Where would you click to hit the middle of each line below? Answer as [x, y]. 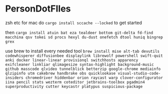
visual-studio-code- [139, 73]
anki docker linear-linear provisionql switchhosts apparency [72, 60]
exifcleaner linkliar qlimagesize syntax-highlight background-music [80, 64]
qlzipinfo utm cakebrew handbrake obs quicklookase [60, 73]
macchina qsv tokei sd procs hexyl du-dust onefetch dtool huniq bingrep [84, 37]
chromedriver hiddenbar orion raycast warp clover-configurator [94, 78]
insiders [14, 78]
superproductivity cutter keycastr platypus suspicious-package [74, 86]
